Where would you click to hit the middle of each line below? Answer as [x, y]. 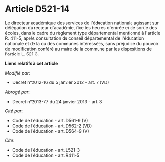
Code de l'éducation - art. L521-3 [46, 150]
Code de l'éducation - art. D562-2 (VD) [52, 126]
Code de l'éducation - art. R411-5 [46, 155]
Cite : [10, 140]
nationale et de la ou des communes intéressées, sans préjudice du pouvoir [82, 43]
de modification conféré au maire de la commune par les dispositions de [78, 49]
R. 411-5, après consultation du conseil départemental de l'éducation [75, 38]
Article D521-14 [37, 9]
